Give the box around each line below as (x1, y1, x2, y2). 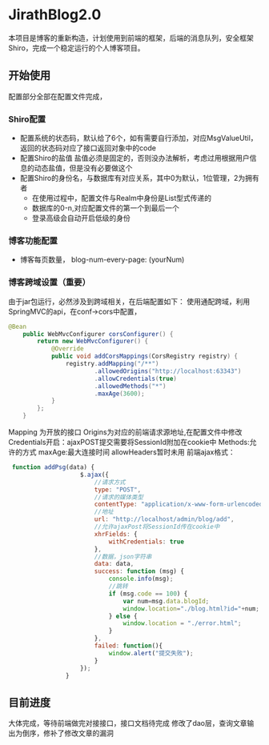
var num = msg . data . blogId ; (122, 597, 210, 605)
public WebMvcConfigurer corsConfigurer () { (22, 330, 174, 338)
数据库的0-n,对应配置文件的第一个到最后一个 (31, 203, 180, 213)
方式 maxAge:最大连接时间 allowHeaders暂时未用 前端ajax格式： (22, 447, 235, 457)
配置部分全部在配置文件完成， (8, 91, 106, 101)
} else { (108, 612, 138, 620)
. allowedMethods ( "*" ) (94, 382, 167, 390)
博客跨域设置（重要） (8, 277, 90, 288)
